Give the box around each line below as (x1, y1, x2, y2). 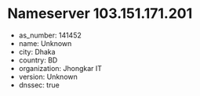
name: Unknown (18, 38, 72, 48)
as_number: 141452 (18, 30, 82, 40)
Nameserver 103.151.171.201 (7, 5, 193, 23)
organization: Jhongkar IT (18, 63, 103, 73)
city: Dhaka (18, 47, 56, 56)
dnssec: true (18, 80, 60, 90)
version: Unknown (18, 72, 78, 81)
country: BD (18, 55, 58, 65)
